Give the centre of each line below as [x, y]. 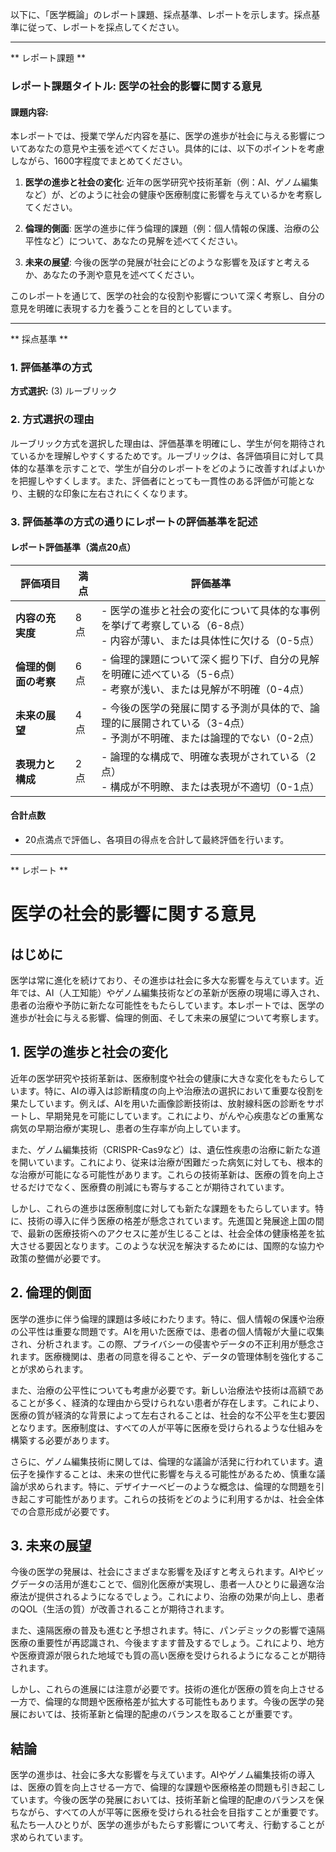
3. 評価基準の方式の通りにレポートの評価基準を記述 [134, 521]
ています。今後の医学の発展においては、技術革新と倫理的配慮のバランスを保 [167, 1800]
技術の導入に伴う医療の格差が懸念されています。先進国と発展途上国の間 [176, 1220]
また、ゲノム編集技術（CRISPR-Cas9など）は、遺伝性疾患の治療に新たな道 [166, 1149]
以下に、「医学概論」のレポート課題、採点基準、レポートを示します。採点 [161, 14]
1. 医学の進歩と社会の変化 [89, 1052]
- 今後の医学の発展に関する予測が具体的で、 [205, 708]
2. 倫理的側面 [51, 1293]
